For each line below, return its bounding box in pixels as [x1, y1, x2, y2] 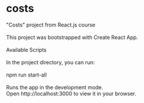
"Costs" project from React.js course [6, 21, 96, 28]
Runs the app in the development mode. [6, 84, 103, 91]
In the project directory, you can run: [6, 58, 95, 66]
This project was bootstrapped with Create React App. [6, 34, 139, 41]
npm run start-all [6, 71, 47, 78]
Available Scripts [6, 46, 47, 53]
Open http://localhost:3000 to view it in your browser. [6, 90, 137, 97]
